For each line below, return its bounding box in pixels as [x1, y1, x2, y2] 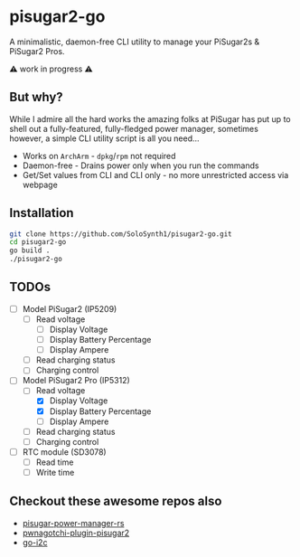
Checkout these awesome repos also [9, 494, 222, 509]
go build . [9, 246, 51, 255]
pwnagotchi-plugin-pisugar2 [22, 527, 130, 538]
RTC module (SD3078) [22, 446, 107, 458]
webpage [22, 179, 59, 190]
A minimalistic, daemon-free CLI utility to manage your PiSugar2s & [9, 36, 260, 47]
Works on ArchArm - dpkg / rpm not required [22, 150, 176, 161]
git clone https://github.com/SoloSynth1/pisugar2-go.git [9, 229, 232, 239]
